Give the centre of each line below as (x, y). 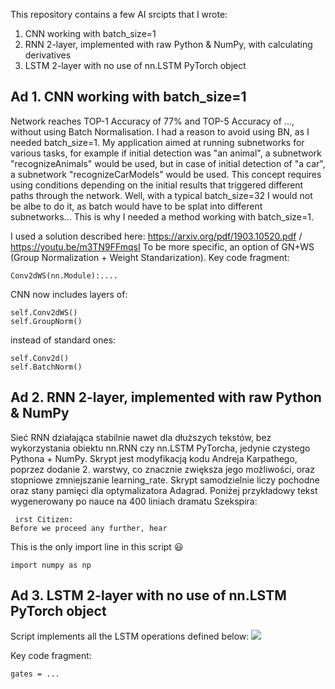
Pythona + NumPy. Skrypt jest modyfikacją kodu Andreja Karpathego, (154, 458)
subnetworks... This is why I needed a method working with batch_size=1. (162, 216)
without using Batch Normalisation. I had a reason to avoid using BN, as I (160, 131)
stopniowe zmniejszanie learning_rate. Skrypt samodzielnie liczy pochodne (165, 480)
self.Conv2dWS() (44, 312)
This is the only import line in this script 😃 (97, 546)
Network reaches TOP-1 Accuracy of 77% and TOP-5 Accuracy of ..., (152, 121)
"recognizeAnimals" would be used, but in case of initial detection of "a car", (168, 163)
